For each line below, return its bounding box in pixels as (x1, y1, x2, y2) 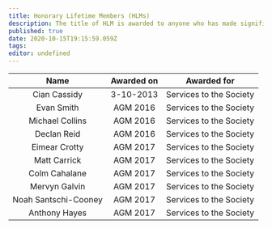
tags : (8, 42, 27, 50)
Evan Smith (36, 102, 79, 113)
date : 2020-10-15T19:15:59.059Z (8, 34, 117, 43)
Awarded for (185, 75, 235, 86)
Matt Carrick (33, 155, 82, 166)
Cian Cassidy (32, 89, 83, 100)
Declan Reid (35, 129, 81, 139)
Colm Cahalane (28, 168, 87, 179)
